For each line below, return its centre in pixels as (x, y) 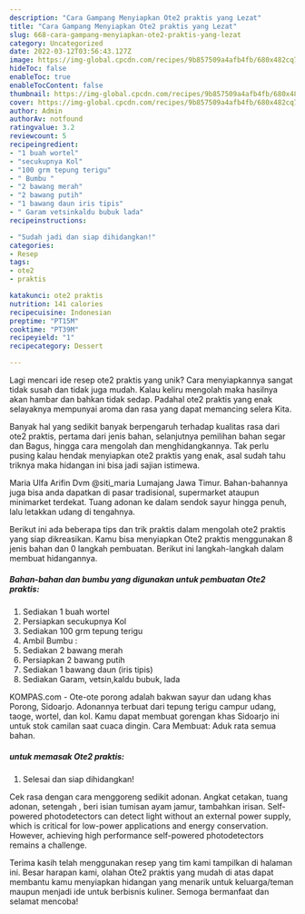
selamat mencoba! (44, 901)
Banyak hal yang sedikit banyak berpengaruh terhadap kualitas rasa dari (144, 427)
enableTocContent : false (56, 85)
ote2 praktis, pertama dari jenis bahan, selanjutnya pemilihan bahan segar (148, 436)
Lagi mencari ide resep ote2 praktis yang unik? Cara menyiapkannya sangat (151, 380)
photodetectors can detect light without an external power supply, (168, 816)
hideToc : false (38, 69)
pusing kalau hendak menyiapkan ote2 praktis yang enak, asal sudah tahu (148, 456)
